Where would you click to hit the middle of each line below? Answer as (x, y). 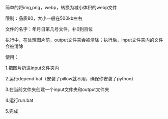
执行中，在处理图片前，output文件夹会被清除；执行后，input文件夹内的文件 (84, 40)
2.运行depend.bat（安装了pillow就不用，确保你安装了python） (71, 79)
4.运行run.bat (19, 100)
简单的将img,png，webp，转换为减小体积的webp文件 (61, 7)
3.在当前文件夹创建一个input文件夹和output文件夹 (57, 90)
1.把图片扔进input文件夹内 (32, 68)
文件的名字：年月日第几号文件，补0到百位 (49, 29)
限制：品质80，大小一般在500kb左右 (44, 18)
